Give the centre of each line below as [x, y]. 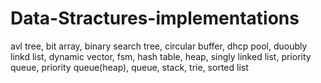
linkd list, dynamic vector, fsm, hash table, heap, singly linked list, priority [161, 56]
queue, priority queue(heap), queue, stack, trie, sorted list [129, 67]
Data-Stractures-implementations [155, 18]
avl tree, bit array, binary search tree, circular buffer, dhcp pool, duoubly [159, 46]
